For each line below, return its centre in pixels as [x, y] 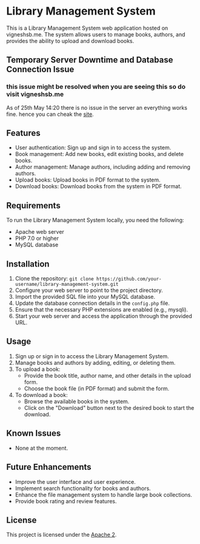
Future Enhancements [49, 467]
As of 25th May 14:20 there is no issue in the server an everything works [97, 107]
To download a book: [41, 395]
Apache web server [40, 232]
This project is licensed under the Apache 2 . [62, 535]
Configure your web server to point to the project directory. [89, 290]
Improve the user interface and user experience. [75, 481]
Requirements [33, 206]
